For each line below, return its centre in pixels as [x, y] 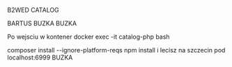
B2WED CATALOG [33, 10]
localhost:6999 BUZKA [40, 57]
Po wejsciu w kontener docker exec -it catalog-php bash [88, 37]
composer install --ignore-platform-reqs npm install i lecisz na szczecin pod [116, 50]
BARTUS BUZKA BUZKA [42, 23]
